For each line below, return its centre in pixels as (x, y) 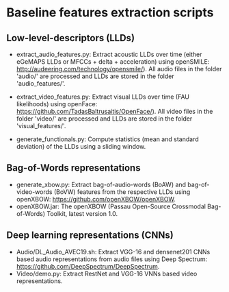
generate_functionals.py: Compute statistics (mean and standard (107, 139)
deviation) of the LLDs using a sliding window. (81, 146)
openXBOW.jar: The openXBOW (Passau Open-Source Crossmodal (111, 206)
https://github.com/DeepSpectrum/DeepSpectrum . (88, 266)
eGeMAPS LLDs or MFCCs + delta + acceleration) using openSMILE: (113, 62)
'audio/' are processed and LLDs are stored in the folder (95, 76)
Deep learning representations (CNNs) (90, 235)
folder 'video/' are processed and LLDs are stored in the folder (104, 119)
